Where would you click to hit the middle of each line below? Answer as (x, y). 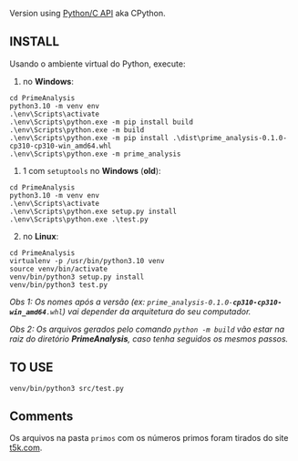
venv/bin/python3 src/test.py (67, 388)
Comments (41, 417)
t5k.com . (26, 448)
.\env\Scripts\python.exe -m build (77, 130)
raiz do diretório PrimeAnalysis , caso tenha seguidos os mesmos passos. (149, 338)
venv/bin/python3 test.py (58, 285)
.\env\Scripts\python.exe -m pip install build (102, 122)
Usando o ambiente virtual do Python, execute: (98, 64)
